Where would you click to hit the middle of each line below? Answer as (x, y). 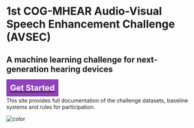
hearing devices (82, 69)
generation (28, 69)
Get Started (32, 87)
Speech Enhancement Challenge (91, 24)
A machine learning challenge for (71, 59)
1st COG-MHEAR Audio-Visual (84, 11)
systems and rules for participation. (51, 107)
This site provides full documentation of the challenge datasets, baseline (97, 101)
